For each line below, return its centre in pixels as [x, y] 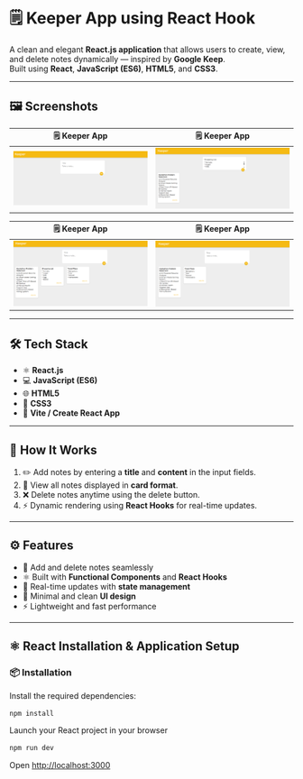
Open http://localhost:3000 [60, 765]
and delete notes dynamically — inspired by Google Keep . [117, 59]
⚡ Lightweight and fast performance [89, 606]
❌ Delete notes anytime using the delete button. [111, 495]
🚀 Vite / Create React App [71, 413]
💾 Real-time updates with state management [106, 586]
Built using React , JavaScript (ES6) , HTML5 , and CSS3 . [114, 69]
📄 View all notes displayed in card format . [100, 485]
